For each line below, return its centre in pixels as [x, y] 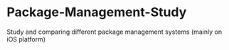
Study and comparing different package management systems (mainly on [114, 32]
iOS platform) [26, 39]
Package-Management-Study [97, 12]
